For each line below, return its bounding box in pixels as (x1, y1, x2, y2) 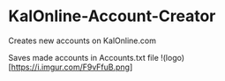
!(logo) (161, 52, 185, 63)
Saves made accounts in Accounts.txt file (8, 52, 160, 63)
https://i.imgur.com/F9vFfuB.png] (11, 62, 133, 72)
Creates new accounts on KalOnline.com (8, 35, 156, 46)
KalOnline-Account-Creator (8, 6, 216, 26)
